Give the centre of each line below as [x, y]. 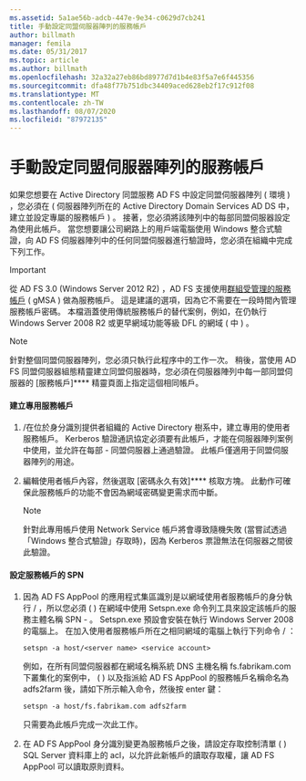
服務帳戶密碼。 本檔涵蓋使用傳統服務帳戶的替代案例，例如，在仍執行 [138, 312]
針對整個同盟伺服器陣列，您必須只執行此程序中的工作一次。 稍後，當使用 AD [153, 360]
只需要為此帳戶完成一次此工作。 [82, 724]
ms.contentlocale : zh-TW [56, 103]
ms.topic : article [44, 60]
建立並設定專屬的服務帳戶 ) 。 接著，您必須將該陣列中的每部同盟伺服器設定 [150, 218]
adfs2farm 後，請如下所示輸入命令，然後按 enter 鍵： [123, 689]
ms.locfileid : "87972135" [58, 120]
